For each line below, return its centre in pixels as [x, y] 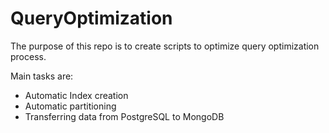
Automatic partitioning [70, 106]
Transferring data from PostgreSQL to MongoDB [124, 116]
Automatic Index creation [76, 95]
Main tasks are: [42, 76]
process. [28, 56]
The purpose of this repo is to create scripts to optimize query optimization [165, 46]
